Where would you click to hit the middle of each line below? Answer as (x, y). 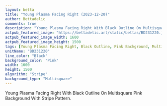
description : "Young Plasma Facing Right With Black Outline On (73, 28)
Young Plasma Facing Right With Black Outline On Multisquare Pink (74, 93)
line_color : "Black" (27, 56)
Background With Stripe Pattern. (38, 98)
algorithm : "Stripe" (27, 74)
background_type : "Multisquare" (39, 79)
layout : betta (20, 10)
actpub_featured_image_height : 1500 (43, 42)
